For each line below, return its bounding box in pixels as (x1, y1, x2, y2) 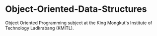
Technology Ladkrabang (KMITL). (5, 25, 74, 31)
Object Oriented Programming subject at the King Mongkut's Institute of (5, 20, 153, 26)
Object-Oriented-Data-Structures (5, 3, 147, 15)
